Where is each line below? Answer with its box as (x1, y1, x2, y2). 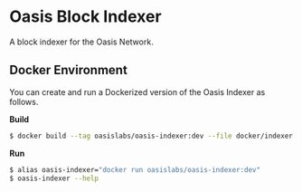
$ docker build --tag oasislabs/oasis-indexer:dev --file (9, 131, 232, 140)
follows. (9, 96, 39, 107)
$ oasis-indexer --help (9, 174, 99, 183)
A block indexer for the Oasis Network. (9, 36, 154, 47)
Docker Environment (9, 62, 128, 78)
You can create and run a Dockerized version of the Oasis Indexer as (9, 86, 266, 97)
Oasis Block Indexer (9, 6, 162, 27)
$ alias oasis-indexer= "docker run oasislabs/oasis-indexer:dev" (9, 165, 260, 174)
